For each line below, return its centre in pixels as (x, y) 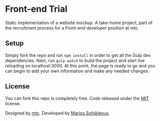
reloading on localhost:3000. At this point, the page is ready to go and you (80, 65)
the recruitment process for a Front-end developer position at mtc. (72, 28)
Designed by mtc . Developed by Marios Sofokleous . (58, 113)
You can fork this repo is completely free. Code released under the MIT (77, 98)
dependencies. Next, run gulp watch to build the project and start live (75, 60)
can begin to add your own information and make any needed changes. (77, 71)
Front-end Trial (36, 9)
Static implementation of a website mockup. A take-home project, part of (79, 23)
